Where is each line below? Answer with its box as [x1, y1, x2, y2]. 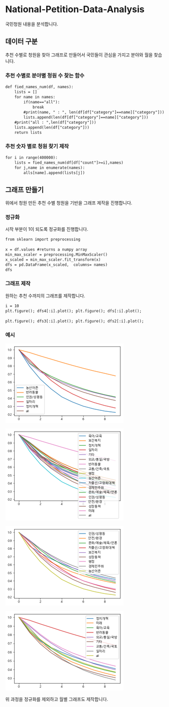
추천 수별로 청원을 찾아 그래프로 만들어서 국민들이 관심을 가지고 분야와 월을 [5, 52, 153, 58]
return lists [14, 130, 42, 135]
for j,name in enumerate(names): [14, 165, 85, 170]
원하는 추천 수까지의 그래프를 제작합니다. [5, 293, 85, 299]
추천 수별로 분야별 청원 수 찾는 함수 [5, 72, 85, 79]
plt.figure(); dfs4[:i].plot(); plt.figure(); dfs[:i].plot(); [5, 308, 142, 313]
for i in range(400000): [5, 155, 58, 160]
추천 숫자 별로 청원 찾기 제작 [5, 143, 69, 150]
